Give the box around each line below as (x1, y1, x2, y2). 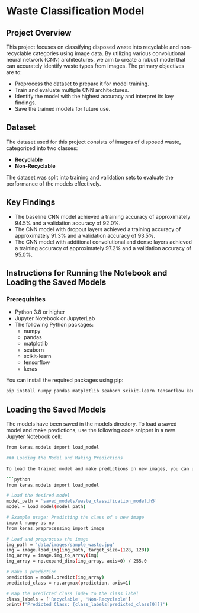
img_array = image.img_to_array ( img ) (6, 553, 99, 558)
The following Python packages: (14, 321, 94, 328)
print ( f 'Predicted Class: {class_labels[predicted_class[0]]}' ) (6, 602, 168, 608)
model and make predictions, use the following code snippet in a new (6, 427, 176, 433)
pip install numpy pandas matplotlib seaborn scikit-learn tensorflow (6, 388, 184, 394)
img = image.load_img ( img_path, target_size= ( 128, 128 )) (6, 547, 150, 553)
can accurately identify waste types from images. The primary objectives (6, 62, 185, 69)
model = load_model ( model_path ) (6, 504, 86, 510)
